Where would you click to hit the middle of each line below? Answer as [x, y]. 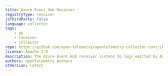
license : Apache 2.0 [27, 51]
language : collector [27, 24]
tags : [11, 28]
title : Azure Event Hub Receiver [40, 10]
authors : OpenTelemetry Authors [39, 61]
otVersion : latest [24, 65]
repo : [11, 47]
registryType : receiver [30, 14]
